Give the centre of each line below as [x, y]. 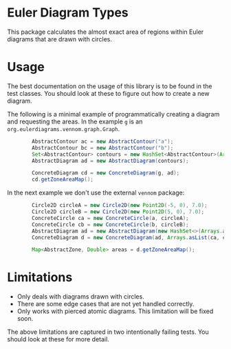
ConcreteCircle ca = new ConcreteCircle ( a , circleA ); [110, 218]
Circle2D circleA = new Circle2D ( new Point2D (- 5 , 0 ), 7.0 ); [120, 206]
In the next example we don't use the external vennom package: [96, 193]
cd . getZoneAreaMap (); [63, 180]
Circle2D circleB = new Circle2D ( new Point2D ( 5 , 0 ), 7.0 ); [118, 212]
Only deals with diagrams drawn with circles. [80, 297]
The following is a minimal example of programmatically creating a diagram [113, 114]
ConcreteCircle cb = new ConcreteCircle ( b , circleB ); [110, 225]
